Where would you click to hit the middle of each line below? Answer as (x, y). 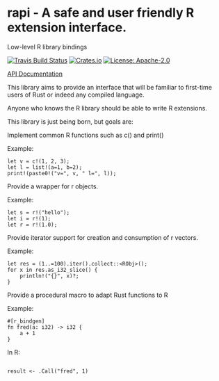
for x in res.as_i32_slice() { (52, 270)
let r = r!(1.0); (32, 225)
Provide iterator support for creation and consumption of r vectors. (103, 237)
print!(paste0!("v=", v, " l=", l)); (62, 173)
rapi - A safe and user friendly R (101, 13)
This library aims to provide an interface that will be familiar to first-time (109, 87)
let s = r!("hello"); (39, 212)
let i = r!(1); (29, 218)
